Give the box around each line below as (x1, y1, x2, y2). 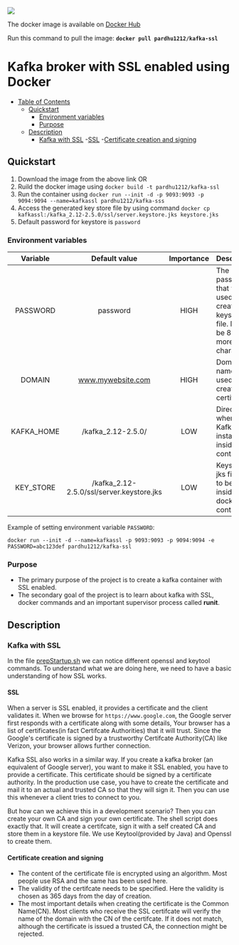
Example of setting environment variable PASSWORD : (7, 523, 155, 532)
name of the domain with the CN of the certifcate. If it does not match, (17, 914, 224, 923)
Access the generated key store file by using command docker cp (17, 204, 211, 212)
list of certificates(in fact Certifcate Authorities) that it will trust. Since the (7, 727, 222, 735)
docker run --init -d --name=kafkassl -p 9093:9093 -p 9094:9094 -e (7, 537, 215, 544)
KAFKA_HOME (11, 427, 60, 437)
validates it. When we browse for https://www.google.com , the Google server (7, 712, 232, 720)
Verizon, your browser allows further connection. (7, 741, 152, 750)
